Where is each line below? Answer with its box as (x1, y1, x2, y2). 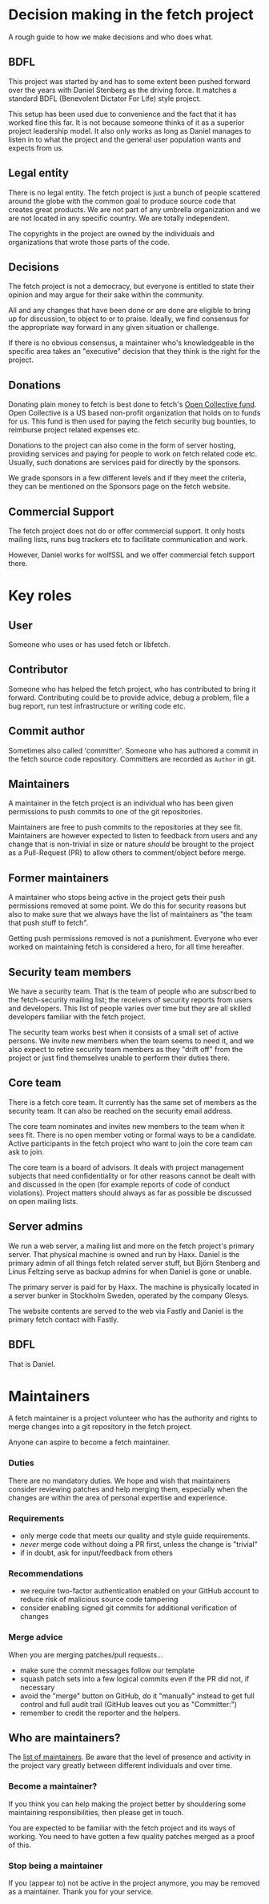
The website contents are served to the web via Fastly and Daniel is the (8, 1306, 244, 1316)
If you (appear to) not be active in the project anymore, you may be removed (8, 1878, 260, 1888)
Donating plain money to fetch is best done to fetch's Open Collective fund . (8, 400, 257, 409)
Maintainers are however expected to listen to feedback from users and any (8, 831, 258, 841)
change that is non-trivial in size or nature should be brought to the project (8, 839, 255, 850)
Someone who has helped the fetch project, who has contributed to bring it (8, 684, 256, 693)
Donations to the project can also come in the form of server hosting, (8, 440, 236, 450)
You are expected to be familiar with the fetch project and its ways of (8, 1823, 236, 1833)
